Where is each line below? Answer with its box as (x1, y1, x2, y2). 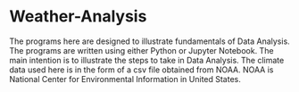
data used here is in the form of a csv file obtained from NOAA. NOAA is (9, 64, 274, 75)
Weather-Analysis (9, 6, 147, 27)
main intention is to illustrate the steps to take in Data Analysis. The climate (9, 54, 285, 65)
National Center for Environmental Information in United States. (9, 73, 241, 84)
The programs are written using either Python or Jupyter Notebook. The (9, 45, 274, 55)
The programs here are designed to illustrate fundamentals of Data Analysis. (9, 36, 290, 46)
